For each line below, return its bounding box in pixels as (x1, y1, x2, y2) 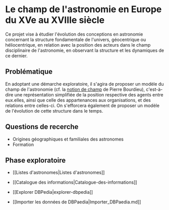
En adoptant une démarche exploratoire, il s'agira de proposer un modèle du (5, 81, 164, 87)
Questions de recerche (5, 123, 79, 131)
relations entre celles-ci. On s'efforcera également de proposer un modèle (5, 102, 160, 109)
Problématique (5, 67, 53, 76)
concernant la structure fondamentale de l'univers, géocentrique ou (5, 37, 146, 43)
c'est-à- (146, 86, 163, 92)
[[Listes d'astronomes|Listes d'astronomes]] (12, 169, 105, 176)
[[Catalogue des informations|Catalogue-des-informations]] (12, 179, 137, 186)
